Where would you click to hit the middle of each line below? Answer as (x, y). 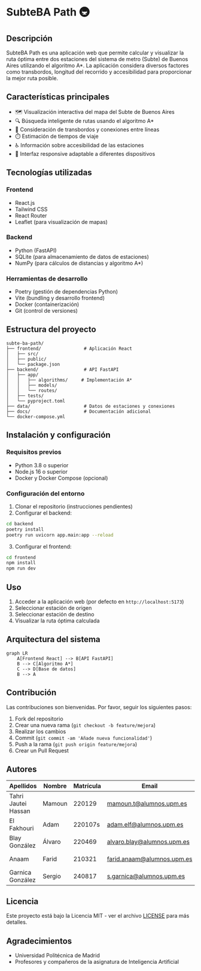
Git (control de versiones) (46, 311)
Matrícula (87, 786)
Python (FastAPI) (36, 250)
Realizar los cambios (40, 731)
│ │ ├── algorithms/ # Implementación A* (69, 380)
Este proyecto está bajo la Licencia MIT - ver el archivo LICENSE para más (98, 916)
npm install (21, 563)
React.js (25, 202)
